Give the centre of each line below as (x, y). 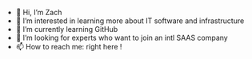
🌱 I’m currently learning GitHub (67, 29)
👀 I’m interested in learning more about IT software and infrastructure (130, 21)
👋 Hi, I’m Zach (39, 12)
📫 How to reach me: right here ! (69, 47)
